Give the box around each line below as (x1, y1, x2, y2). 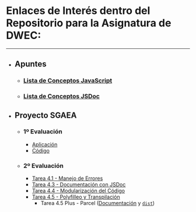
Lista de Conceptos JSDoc (23, 92, 100, 100)
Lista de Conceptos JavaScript (23, 77, 113, 85)
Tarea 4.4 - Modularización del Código (32, 188, 125, 195)
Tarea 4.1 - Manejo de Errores (32, 175, 103, 182)
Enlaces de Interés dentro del (6, 4, 150, 17)
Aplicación (32, 141, 58, 148)
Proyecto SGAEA (14, 110, 77, 120)
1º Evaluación (23, 128, 63, 136)
